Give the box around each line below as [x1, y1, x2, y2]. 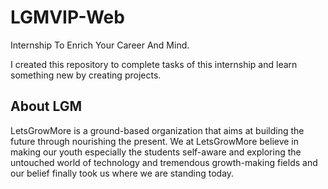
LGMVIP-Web [10, 6, 125, 29]
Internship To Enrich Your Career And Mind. [10, 39, 190, 51]
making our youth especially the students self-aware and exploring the [10, 146, 302, 158]
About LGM [10, 98, 83, 115]
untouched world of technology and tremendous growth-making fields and [10, 156, 318, 168]
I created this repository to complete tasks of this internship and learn [10, 58, 298, 70]
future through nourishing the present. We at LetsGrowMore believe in [10, 135, 300, 147]
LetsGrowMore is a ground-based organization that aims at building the [10, 124, 305, 136]
